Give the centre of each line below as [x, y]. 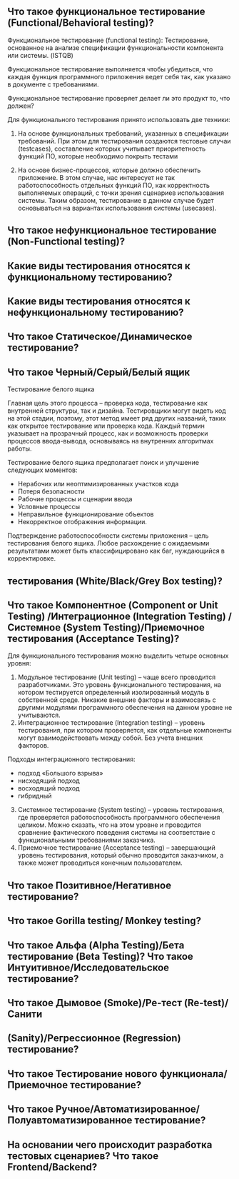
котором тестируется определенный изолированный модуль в [113, 693]
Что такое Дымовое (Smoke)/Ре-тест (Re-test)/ [118, 1003]
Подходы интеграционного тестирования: [71, 759]
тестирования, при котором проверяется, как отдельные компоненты [124, 731]
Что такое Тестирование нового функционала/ [117, 1074]
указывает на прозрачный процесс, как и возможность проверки [108, 433]
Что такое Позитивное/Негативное [90, 885]
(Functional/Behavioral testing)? [81, 23]
